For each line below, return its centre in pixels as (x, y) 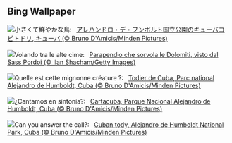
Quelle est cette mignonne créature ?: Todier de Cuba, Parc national (115, 77)
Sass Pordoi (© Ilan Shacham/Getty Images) (72, 62)
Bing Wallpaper (42, 12)
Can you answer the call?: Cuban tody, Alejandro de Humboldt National (119, 124)
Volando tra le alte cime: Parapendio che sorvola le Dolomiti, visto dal (116, 54)
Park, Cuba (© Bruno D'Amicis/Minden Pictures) (77, 132)
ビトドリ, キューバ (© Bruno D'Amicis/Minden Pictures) (87, 38)
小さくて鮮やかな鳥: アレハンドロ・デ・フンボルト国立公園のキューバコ (120, 29)
